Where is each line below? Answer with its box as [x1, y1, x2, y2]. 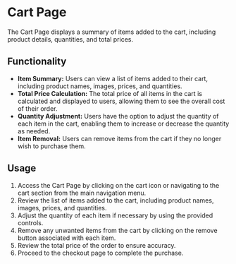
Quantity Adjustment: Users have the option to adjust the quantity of [17, 112, 219, 120]
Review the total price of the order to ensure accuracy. [17, 241, 176, 249]
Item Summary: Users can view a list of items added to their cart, [17, 74, 208, 83]
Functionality [7, 56, 67, 68]
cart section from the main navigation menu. [17, 188, 147, 197]
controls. [17, 218, 44, 227]
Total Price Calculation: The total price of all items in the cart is [17, 89, 203, 97]
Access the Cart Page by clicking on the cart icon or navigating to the [17, 181, 220, 189]
